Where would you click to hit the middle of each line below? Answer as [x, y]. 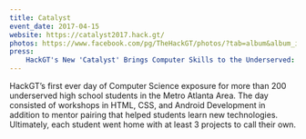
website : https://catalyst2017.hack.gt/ [87, 35]
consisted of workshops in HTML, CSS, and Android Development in [138, 105]
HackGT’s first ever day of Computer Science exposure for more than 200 [148, 86]
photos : [24, 43]
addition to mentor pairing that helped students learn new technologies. [144, 115]
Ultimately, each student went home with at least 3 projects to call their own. [153, 124]
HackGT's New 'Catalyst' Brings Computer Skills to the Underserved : [161, 60]
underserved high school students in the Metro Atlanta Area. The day [139, 95]
